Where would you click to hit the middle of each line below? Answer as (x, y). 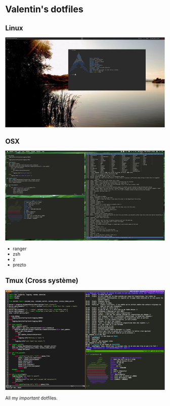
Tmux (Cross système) (42, 281)
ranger (19, 249)
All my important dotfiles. (32, 398)
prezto (19, 265)
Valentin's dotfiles (44, 9)
